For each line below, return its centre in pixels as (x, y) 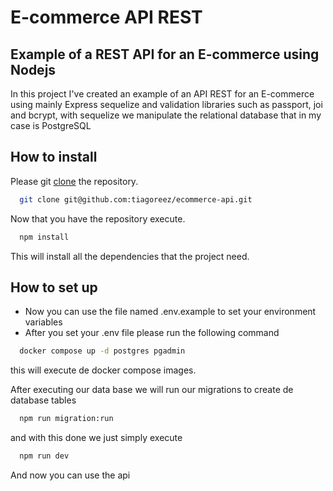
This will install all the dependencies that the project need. (130, 256)
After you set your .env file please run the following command (152, 333)
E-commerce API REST (106, 17)
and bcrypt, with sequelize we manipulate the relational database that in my (166, 115)
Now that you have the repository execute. (98, 218)
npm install (44, 237)
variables (43, 322)
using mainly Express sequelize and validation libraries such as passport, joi (166, 104)
